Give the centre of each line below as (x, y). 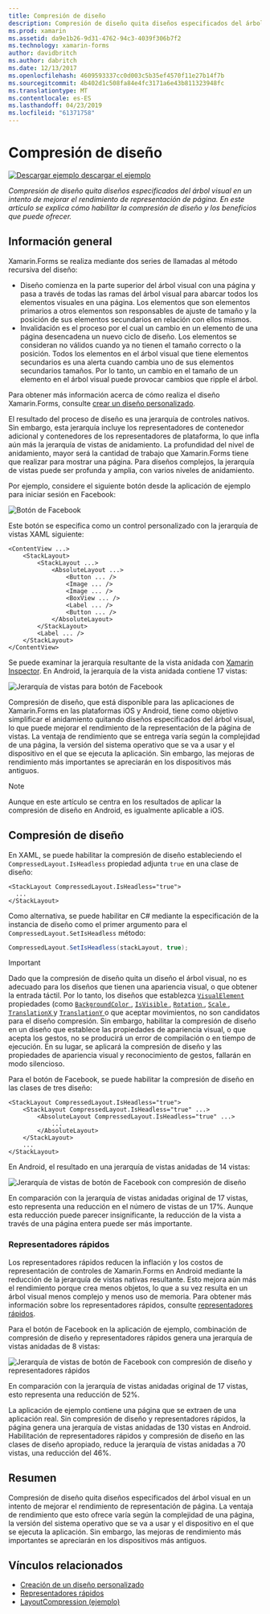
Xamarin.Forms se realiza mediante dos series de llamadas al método (123, 261)
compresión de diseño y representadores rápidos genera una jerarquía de (131, 1337)
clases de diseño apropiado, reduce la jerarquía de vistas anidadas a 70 (127, 1444)
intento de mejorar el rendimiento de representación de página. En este (127, 199)
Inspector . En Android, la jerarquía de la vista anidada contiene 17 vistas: (128, 671)
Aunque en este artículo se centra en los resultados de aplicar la (115, 801)
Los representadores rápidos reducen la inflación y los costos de (116, 1262)
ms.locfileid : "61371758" (51, 113)
